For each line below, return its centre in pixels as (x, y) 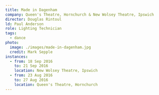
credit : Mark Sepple (31, 52)
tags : (11, 33)
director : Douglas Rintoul (33, 19)
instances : (17, 57)
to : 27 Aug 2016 (31, 80)
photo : (12, 43)
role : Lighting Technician (33, 29)
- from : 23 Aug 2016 (31, 75)
